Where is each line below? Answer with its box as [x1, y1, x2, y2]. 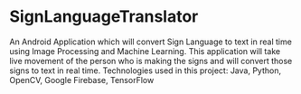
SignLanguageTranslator [9, 6, 199, 27]
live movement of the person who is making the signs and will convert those [9, 55, 293, 66]
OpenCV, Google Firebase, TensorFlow [9, 74, 155, 85]
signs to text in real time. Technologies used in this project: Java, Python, [9, 65, 282, 76]
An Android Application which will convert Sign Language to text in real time [9, 36, 292, 47]
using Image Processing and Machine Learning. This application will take [9, 45, 281, 56]
